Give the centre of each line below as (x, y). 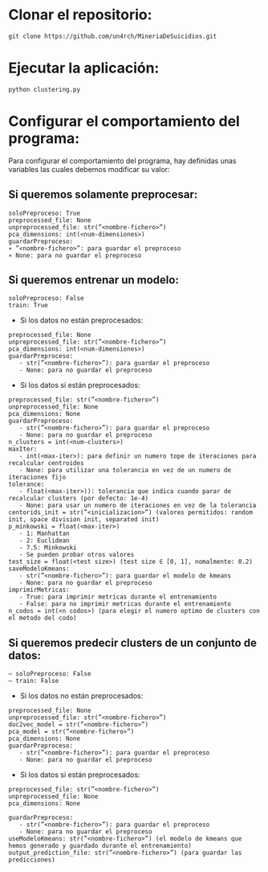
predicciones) (32, 860)
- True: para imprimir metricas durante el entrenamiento (118, 597)
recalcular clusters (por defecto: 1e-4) (79, 499)
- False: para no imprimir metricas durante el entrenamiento (125, 604)
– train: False (34, 681)
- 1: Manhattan (44, 534)
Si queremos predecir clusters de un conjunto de (132, 642)
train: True (28, 306)
